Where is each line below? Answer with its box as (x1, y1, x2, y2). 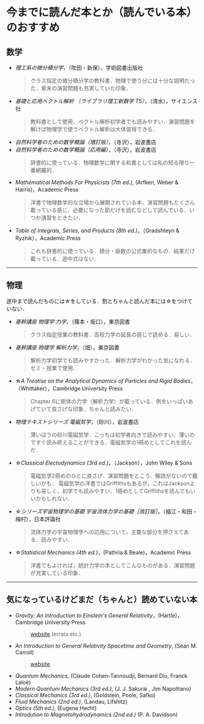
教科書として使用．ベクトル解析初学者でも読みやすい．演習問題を (30, 118, 195, 125)
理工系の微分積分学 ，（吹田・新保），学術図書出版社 (15, 64, 143, 71)
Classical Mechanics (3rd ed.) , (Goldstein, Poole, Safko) (15, 691, 156, 698)
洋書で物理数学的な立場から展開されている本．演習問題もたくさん (30, 199, 195, 206)
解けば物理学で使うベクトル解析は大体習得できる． (30, 126, 158, 132)
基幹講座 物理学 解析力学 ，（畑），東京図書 (15, 344, 120, 351)
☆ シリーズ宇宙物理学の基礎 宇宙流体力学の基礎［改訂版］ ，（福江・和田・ (15, 508, 198, 515)
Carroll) (15, 648, 35, 656)
